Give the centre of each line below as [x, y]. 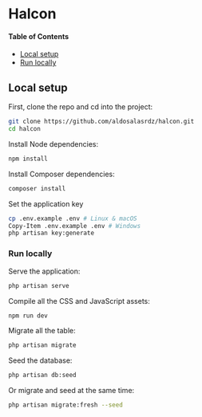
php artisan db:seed [43, 376]
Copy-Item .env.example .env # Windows [75, 226]
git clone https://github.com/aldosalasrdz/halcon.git [101, 122]
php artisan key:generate [51, 233]
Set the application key [46, 203]
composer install [37, 188]
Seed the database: [40, 360]
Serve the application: [44, 271]
